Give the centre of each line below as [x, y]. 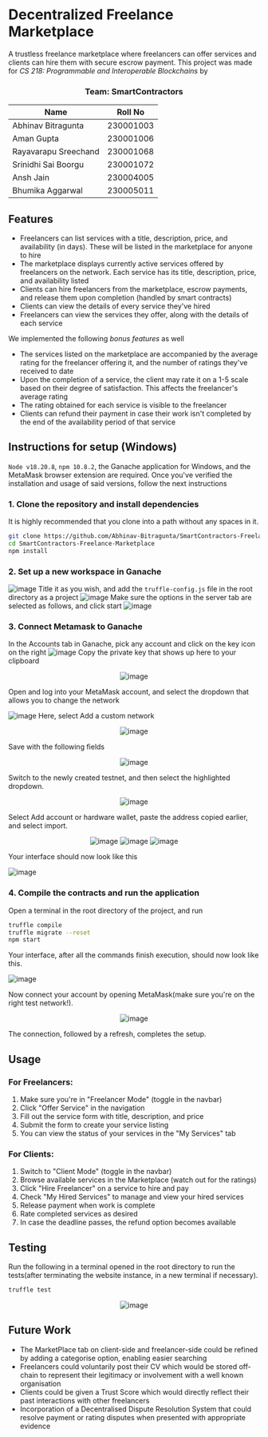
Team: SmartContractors [134, 91]
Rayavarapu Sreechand [56, 152]
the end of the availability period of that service [98, 422]
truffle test [30, 1290]
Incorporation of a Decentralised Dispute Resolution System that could [136, 1409]
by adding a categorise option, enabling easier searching [113, 1358]
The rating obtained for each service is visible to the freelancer [123, 405]
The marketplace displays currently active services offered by [122, 264]
